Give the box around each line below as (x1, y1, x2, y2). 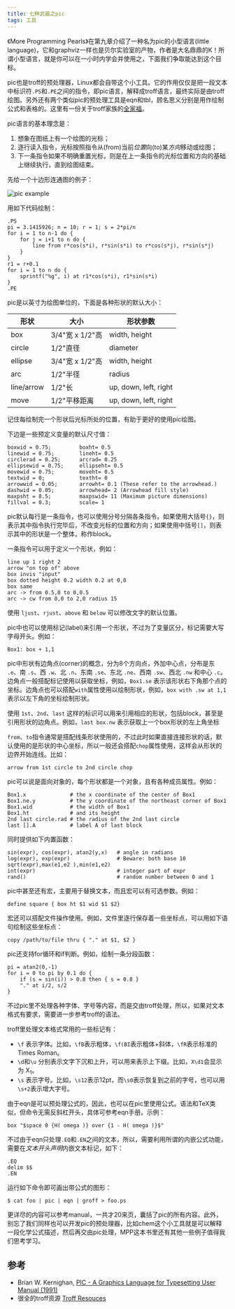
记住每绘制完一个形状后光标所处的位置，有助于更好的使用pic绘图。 (7, 414, 200, 423)
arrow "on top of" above (7, 564, 80, 571)
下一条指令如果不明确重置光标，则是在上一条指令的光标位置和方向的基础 (17, 151, 226, 160)
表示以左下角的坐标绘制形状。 (7, 694, 93, 702)
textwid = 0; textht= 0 (7, 474, 108, 482)
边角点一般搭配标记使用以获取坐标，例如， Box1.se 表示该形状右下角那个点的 (7, 676, 227, 685)
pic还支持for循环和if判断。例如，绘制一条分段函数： (7, 949, 157, 958)
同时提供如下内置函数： (7, 834, 75, 843)
